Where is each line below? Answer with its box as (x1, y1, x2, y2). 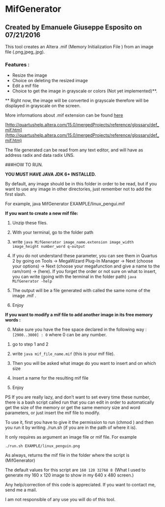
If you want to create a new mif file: (5, 210, 79, 216)
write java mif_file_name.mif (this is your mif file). (12, 351, 115, 357)
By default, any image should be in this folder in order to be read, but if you (5, 181, 157, 187)
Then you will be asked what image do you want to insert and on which (12, 360, 156, 366)
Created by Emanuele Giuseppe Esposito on (5, 23, 142, 31)
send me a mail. (5, 487, 37, 493)
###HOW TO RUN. (5, 162, 43, 168)
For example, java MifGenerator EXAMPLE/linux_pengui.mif (5, 201, 125, 207)
